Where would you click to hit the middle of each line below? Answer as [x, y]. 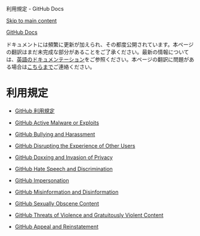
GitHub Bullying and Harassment [55, 134]
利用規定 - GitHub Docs [35, 9]
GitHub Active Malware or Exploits [57, 122]
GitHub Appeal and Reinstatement [56, 226]
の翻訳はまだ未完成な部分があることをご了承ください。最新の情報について [98, 52]
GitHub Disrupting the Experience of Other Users [75, 145]
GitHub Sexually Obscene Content [57, 203]
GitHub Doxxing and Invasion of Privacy [64, 157]
